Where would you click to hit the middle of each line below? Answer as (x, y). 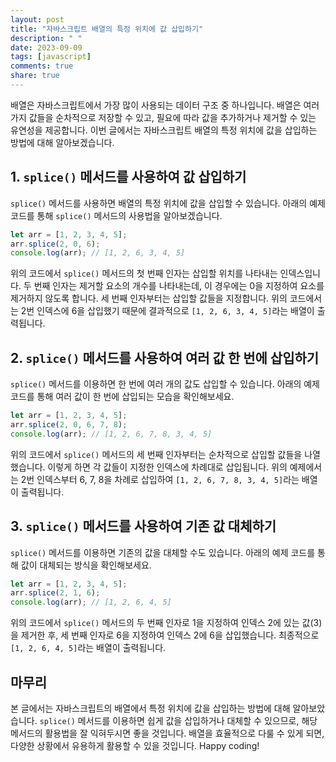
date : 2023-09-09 (46, 47)
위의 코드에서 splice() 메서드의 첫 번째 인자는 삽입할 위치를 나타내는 (144, 273)
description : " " (46, 38)
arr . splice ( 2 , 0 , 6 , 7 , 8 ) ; (69, 425)
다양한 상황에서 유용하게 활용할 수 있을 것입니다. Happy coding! (135, 745)
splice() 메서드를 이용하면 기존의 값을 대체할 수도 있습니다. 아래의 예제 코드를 (163, 552)
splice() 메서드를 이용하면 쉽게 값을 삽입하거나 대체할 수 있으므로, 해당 (178, 720)
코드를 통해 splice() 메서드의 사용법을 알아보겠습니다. (116, 215)
